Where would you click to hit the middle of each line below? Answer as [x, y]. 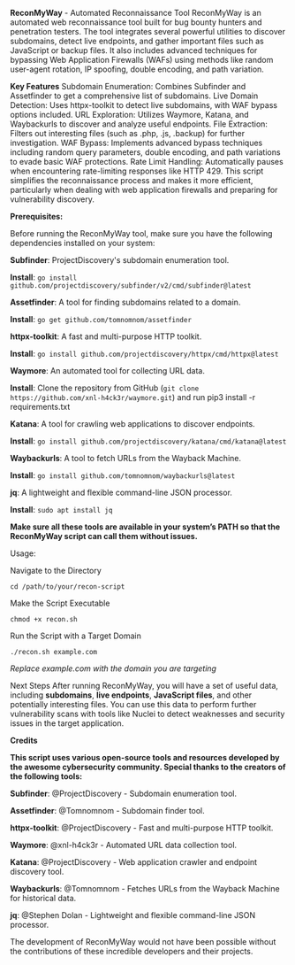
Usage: [23, 553]
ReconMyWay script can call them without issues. [104, 536]
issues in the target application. [67, 723]
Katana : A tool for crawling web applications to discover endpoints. [132, 424]
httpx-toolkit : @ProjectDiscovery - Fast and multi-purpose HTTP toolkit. [142, 828]
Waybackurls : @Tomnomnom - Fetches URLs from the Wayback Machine [145, 888]
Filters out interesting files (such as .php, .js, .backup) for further [128, 133]
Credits [24, 740]
